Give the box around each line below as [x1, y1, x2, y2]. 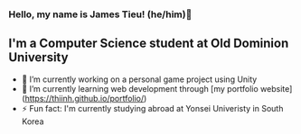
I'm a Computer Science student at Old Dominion [8, 36, 289, 51]
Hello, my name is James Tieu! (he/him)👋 [8, 8, 193, 21]
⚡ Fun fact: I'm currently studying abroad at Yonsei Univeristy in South [21, 103, 284, 113]
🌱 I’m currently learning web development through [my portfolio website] [21, 83, 293, 94]
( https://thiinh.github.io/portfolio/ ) [21, 93, 147, 103]
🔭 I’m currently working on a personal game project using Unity [21, 74, 258, 85]
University [8, 49, 69, 66]
